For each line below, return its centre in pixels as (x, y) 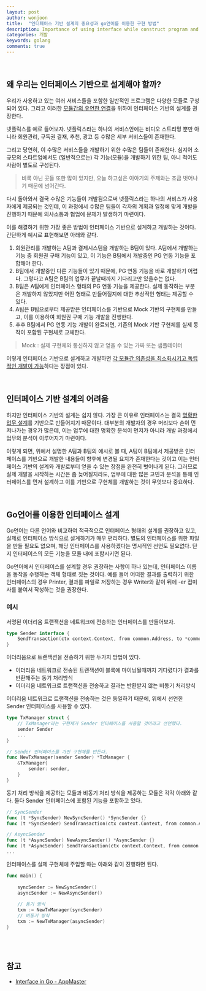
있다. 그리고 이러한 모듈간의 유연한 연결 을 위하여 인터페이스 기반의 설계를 (104, 108)
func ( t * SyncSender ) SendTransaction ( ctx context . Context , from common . (103, 823)
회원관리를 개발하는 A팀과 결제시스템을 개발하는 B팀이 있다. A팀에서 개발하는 (106, 248)
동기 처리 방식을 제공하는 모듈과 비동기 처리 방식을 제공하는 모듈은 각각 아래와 (99, 793)
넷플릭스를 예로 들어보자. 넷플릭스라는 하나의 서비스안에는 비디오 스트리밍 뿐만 (100, 129)
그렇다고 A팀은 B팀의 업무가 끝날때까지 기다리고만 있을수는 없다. (100, 278)
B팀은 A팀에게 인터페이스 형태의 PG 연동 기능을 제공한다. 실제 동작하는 (99, 286)
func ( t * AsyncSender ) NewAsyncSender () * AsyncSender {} (81, 840)
